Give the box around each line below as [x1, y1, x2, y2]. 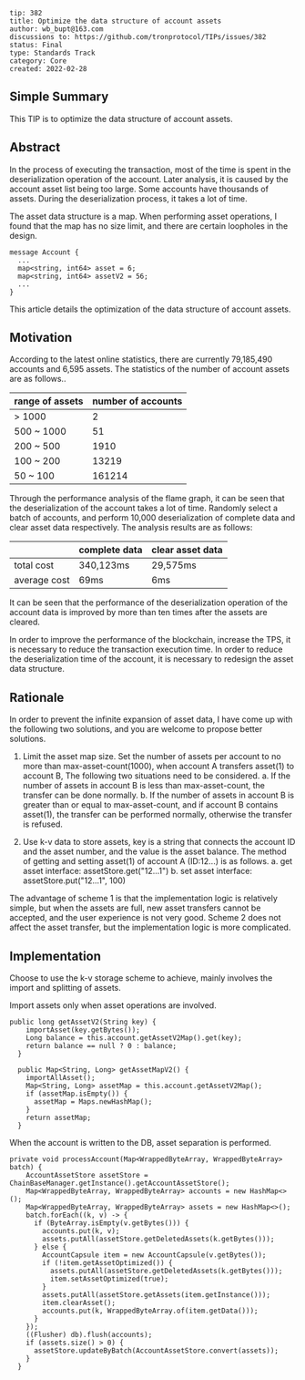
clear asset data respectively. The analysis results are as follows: [9, 522, 253, 533]
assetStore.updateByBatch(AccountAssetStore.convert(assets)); [33, 1346, 280, 1355]
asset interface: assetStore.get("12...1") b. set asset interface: [22, 866, 253, 877]
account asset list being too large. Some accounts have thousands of [9, 183, 269, 194]
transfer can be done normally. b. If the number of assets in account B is [22, 789, 294, 801]
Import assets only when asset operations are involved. [9, 1000, 217, 1011]
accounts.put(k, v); [42, 1227, 120, 1236]
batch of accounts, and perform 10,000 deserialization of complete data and [9, 512, 296, 523]
